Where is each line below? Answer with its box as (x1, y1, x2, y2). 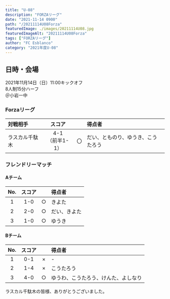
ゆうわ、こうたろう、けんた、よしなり (51, 275, 142, 282)
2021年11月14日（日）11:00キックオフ (5, 80, 83, 86)
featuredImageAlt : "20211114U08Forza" (5, 31, 87, 36)
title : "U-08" (5, 7, 35, 13)
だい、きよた (51, 208, 82, 215)
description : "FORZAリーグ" (5, 12, 62, 17)
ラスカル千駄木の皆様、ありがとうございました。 (5, 288, 107, 294)
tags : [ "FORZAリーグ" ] (5, 36, 51, 41)
